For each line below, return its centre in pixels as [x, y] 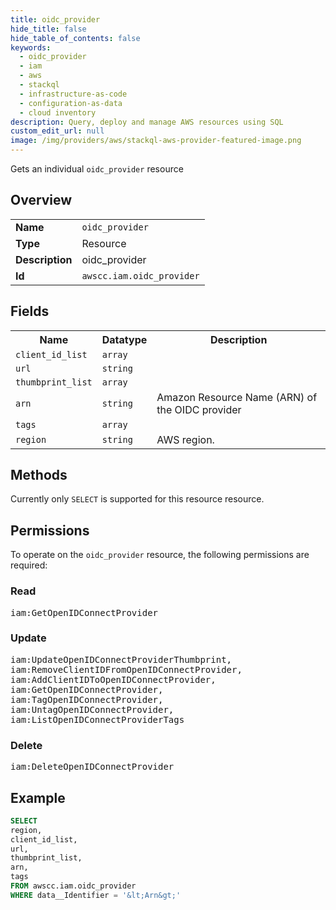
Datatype [124, 339]
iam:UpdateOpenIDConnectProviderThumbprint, [121, 659]
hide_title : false [48, 29]
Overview [41, 200]
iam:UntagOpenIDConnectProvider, [92, 709]
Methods [39, 475]
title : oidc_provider [55, 19]
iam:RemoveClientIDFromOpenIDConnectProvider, [126, 669]
